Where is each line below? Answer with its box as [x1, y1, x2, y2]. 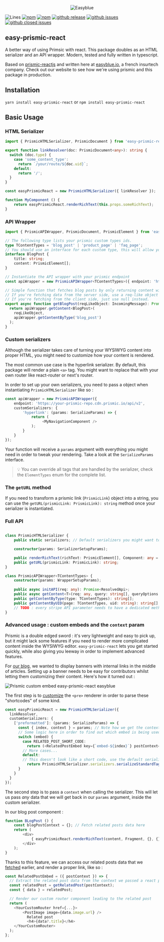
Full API [5, 517, 23, 524]
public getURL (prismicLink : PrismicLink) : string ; [14, 560, 119, 565]
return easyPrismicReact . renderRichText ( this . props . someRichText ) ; [14, 202, 154, 207]
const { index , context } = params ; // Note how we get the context [18, 725, 161, 730]
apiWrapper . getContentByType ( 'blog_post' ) [14, 315, 102, 320]
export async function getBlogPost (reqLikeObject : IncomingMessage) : [5, 302, 150, 306]
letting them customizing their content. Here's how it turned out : [5, 673, 135, 679]
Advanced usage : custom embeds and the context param [5, 621, 145, 628]
